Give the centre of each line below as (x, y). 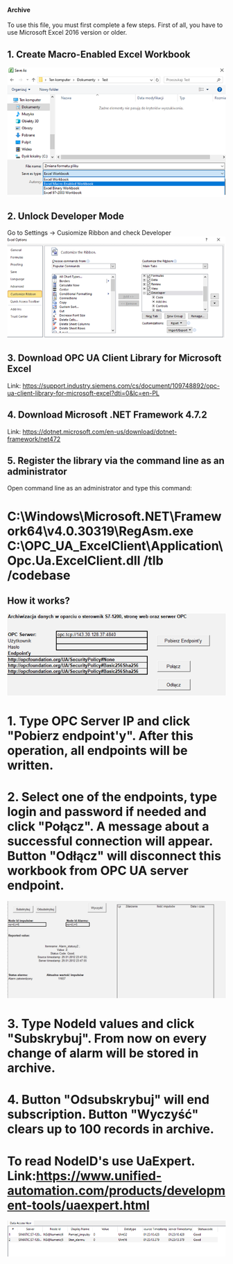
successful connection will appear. (110, 841)
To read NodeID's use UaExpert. (101, 1161)
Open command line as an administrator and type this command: (100, 488)
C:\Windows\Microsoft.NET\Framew (114, 516)
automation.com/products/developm (116, 1190)
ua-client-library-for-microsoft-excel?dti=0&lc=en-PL (84, 393)
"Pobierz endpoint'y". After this (101, 736)
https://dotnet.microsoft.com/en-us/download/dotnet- (100, 432)
